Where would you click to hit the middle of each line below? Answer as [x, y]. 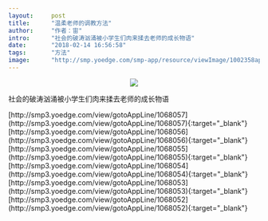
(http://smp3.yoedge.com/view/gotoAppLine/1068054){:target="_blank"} [128, 174]
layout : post [37, 16]
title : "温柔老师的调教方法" [60, 23]
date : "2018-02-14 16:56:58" [67, 45]
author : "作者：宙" [45, 30]
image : [19, 61]
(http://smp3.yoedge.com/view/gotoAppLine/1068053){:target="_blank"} [128, 191]
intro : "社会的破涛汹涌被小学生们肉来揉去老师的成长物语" [102, 38]
